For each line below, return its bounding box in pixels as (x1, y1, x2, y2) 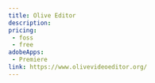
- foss (11, 33, 34, 42)
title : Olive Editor (8, 11, 77, 20)
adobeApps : (8, 48, 45, 56)
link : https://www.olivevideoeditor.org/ (8, 63, 148, 71)
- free (11, 41, 34, 49)
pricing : (8, 26, 37, 34)
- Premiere (11, 56, 48, 64)
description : (8, 19, 52, 27)
